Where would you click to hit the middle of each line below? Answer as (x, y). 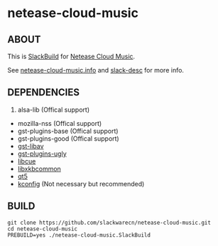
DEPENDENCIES (44, 93)
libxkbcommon (39, 169)
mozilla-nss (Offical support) (60, 123)
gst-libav (31, 146)
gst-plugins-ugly (42, 154)
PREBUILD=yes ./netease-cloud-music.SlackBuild (79, 235)
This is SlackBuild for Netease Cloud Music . (71, 56)
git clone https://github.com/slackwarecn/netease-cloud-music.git (109, 223)
